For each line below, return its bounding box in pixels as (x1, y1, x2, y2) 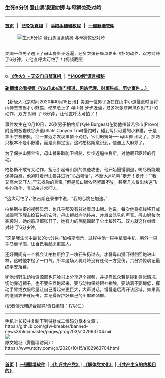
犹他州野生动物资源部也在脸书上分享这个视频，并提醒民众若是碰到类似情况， (5, 274, 160, 280)
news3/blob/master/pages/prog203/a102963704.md (5, 329, 112, 335)
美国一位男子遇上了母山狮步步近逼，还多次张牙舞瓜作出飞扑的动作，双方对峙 (5, 50, 160, 56)
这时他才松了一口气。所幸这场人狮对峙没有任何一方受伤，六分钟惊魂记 (13, 258, 156, 264)
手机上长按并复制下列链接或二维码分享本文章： (5, 318, 100, 324)
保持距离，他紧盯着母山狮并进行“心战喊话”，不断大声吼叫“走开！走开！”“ (5, 173, 152, 179)
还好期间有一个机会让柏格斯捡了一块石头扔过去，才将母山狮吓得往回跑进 (5, 251, 151, 257)
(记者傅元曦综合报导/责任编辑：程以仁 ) (5, 303, 84, 309)
